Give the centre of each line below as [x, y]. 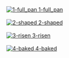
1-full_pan [51, 9]
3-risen [41, 35]
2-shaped [50, 23]
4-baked [46, 49]
